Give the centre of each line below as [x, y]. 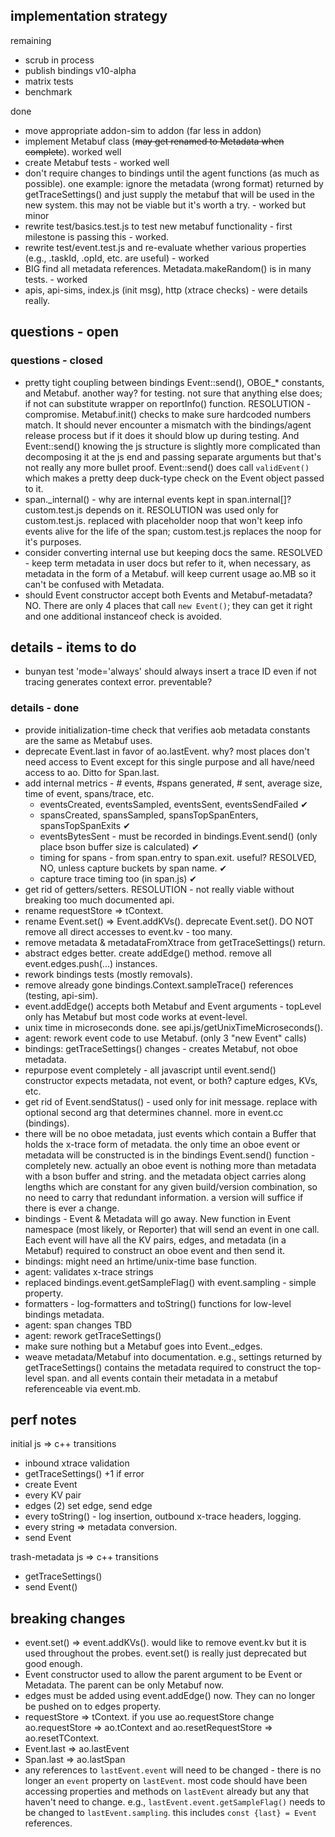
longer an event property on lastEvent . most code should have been [166, 1781]
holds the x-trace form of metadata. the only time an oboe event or [162, 1144]
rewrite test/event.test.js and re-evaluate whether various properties [165, 247]
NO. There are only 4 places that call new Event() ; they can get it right [168, 605]
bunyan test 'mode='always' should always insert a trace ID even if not [170, 671]
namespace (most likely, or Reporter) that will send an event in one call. [172, 1229]
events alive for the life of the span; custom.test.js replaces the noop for [173, 531]
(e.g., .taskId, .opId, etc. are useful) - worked [117, 258]
